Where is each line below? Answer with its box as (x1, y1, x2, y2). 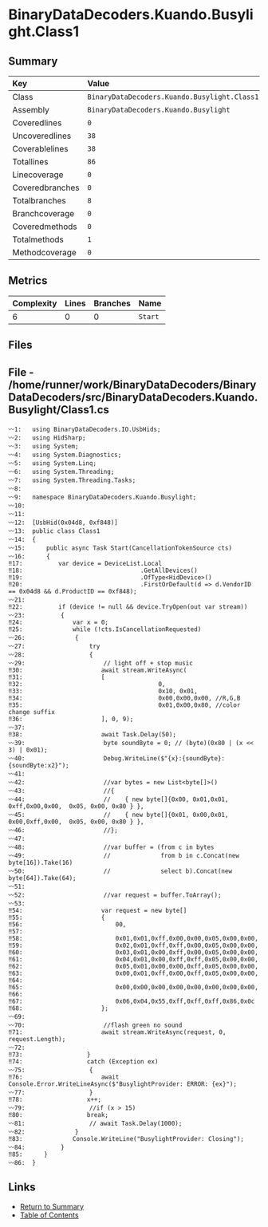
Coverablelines (12, 144, 69, 154)
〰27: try (8, 642, 100, 651)
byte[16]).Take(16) (8, 859, 73, 867)
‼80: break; (8, 1111, 109, 1119)
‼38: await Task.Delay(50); (8, 731, 177, 739)
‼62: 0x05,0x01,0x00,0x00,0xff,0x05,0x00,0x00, (8, 963, 259, 971)
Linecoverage (12, 169, 64, 180)
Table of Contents (19, 1210, 79, 1220)
